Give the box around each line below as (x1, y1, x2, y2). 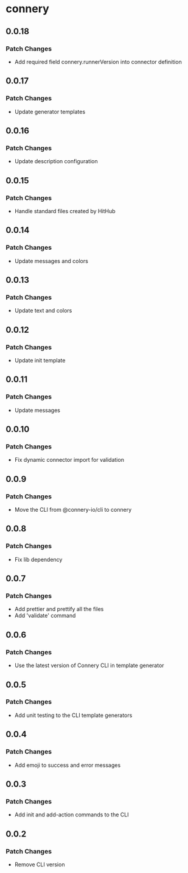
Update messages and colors (14, 257, 89, 264)
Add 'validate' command (14, 612, 76, 620)
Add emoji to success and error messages (14, 761, 121, 769)
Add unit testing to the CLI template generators (14, 712, 133, 719)
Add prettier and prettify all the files (14, 606, 104, 613)
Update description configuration (14, 158, 98, 165)
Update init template (14, 357, 66, 364)
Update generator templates (14, 108, 86, 115)
